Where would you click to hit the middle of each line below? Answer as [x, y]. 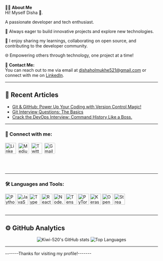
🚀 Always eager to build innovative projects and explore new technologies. [80, 31]
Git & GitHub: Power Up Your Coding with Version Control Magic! [77, 107]
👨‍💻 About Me [19, 8]
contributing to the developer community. [47, 46]
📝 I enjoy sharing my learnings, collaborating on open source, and [71, 41]
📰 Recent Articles [32, 95]
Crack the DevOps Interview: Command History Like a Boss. [72, 117]
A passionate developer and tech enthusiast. [50, 22]
